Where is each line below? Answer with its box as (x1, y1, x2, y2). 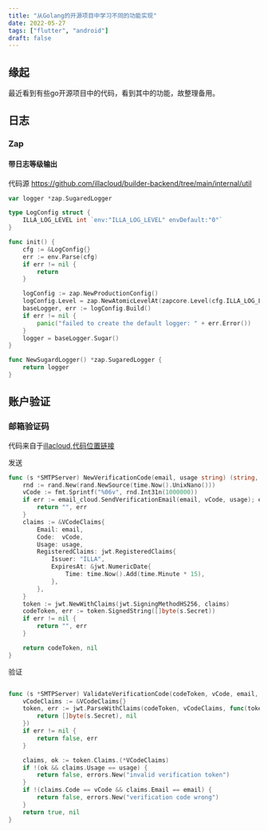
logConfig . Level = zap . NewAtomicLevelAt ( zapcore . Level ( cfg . (22, 297, 227, 305)
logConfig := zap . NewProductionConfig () (22, 289, 159, 298)
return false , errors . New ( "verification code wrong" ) (37, 793, 219, 801)
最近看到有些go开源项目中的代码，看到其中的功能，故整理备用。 (8, 89, 219, 98)
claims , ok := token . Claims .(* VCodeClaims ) (22, 756, 170, 764)
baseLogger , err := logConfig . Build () (22, 304, 152, 312)
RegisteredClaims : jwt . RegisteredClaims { (37, 548, 177, 556)
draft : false (8, 34, 52, 42)
